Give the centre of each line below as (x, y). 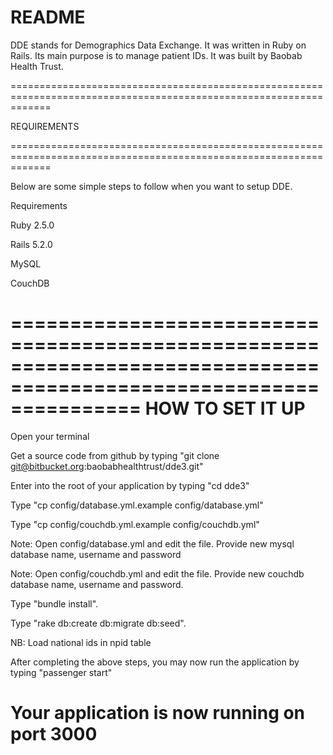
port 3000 (54, 734)
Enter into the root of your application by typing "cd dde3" (130, 485)
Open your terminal (50, 436)
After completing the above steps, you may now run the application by (155, 662)
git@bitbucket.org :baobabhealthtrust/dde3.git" (107, 466)
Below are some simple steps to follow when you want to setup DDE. (151, 186)
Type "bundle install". (54, 603)
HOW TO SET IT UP (225, 408)
